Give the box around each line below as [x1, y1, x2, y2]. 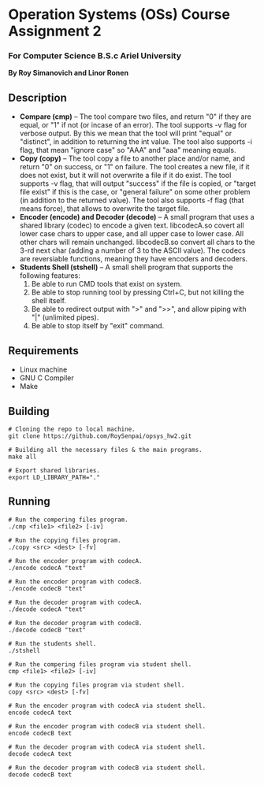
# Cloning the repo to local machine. [8, 425, 136, 433]
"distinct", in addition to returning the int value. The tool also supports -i [19, 137, 252, 146]
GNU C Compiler [19, 373, 74, 383]
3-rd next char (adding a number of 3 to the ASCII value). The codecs [19, 246, 246, 255]
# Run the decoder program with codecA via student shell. [8, 742, 206, 751]
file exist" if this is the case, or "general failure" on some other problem [19, 187, 251, 197]
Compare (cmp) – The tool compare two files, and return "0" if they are [19, 112, 252, 121]
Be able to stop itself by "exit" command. [31, 321, 165, 331]
